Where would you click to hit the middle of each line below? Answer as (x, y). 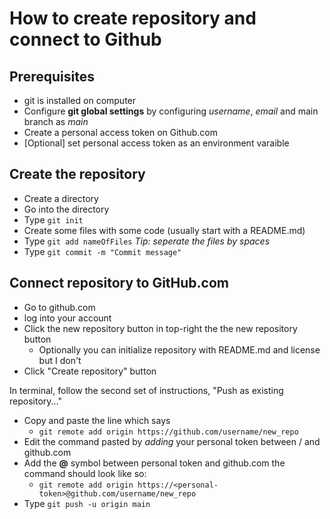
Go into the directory (66, 209)
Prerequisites (52, 76)
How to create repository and (133, 18)
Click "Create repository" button (90, 371)
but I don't (60, 360)
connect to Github (85, 39)
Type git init (53, 219)
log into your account (67, 318)
